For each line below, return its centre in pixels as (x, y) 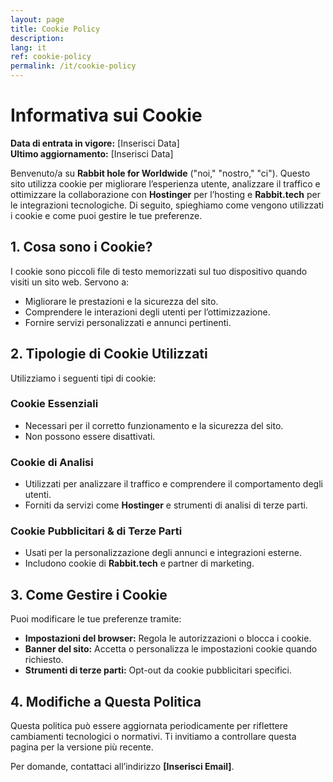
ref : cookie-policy (51, 57)
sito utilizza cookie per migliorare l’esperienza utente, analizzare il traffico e (165, 183)
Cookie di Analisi (52, 462)
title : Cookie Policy (55, 29)
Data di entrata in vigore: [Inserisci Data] (95, 143)
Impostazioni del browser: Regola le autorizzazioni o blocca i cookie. (168, 638)
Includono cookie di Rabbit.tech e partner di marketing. (139, 563)
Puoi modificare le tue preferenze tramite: (96, 619)
